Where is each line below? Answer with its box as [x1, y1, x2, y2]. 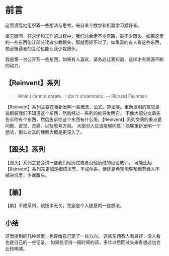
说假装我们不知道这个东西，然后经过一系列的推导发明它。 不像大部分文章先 [5, 110, 161, 116]
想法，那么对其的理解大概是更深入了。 [5, 129, 84, 135]
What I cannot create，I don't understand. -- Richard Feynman [17, 93, 147, 99]
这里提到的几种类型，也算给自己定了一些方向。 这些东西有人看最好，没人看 [5, 233, 161, 239]
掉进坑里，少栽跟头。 [5, 172, 49, 178]
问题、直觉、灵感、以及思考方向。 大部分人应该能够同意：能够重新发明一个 [5, 122, 161, 129]
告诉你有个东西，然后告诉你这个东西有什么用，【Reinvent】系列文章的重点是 [5, 116, 162, 122]
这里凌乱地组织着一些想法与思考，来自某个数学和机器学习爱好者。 [5, 22, 142, 28]
